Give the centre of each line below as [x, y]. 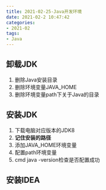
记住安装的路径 [33, 137]
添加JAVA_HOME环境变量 [46, 145]
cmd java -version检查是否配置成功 [57, 159]
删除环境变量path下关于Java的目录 [57, 94]
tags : [13, 34]
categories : [21, 22]
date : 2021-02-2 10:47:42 [38, 17]
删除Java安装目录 [36, 80]
